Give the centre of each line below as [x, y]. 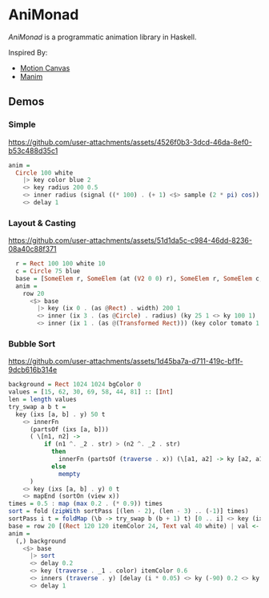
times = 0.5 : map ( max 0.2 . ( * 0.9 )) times [86, 504]
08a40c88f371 [32, 249]
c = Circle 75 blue [48, 271]
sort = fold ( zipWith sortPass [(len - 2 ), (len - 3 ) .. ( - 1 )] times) [128, 511]
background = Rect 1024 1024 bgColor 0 [75, 385]
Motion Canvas [45, 68]
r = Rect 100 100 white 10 [60, 264]
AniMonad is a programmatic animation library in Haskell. [102, 37]
